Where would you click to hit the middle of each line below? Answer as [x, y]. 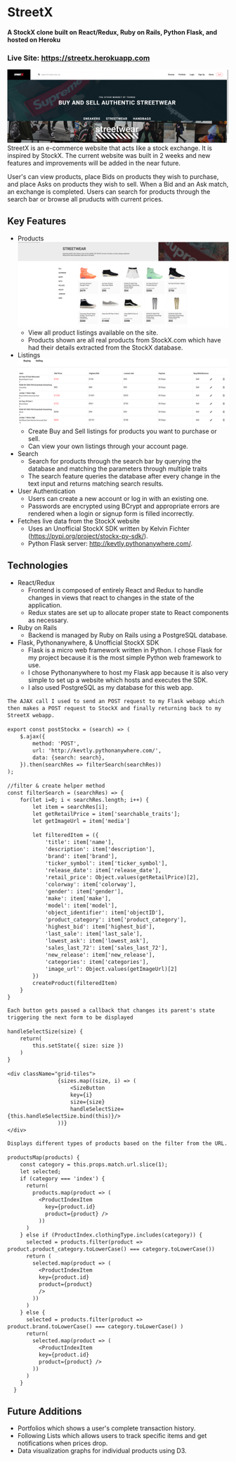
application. [45, 605]
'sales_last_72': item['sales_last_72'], [106, 948]
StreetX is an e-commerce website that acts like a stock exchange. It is [110, 148]
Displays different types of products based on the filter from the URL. [118, 1143]
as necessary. [48, 620]
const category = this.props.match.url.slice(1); [94, 1164]
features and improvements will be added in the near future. [94, 163]
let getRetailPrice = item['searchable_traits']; [106, 814]
